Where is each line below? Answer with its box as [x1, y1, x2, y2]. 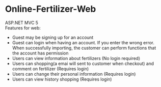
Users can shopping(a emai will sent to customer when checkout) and [12, 60, 154, 66]
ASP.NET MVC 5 [5, 20, 38, 26]
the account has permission [12, 50, 69, 56]
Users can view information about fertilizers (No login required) [12, 55, 140, 61]
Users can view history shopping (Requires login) [12, 76, 112, 82]
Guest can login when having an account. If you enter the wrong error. [12, 39, 155, 45]
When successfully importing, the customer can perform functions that [12, 45, 156, 51]
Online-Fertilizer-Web [5, 3, 96, 15]
